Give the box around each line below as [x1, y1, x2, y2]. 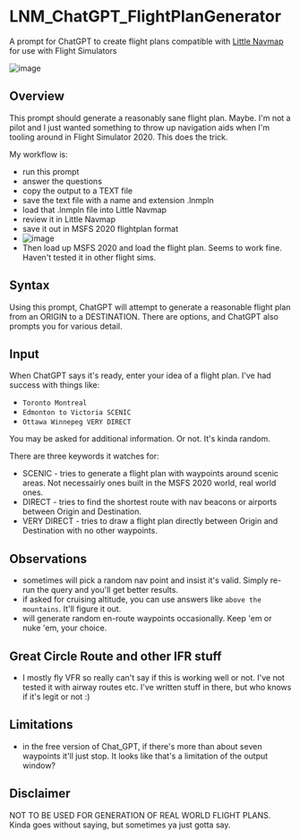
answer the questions [21, 176, 103, 186]
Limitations [9, 717, 73, 732]
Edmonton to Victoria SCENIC [21, 408, 132, 417]
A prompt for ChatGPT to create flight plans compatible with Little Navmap [9, 36, 284, 47]
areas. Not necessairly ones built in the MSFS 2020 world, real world [21, 477, 277, 489]
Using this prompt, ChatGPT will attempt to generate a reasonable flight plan [9, 302, 291, 312]
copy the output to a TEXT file [21, 185, 133, 196]
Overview [9, 89, 65, 104]
